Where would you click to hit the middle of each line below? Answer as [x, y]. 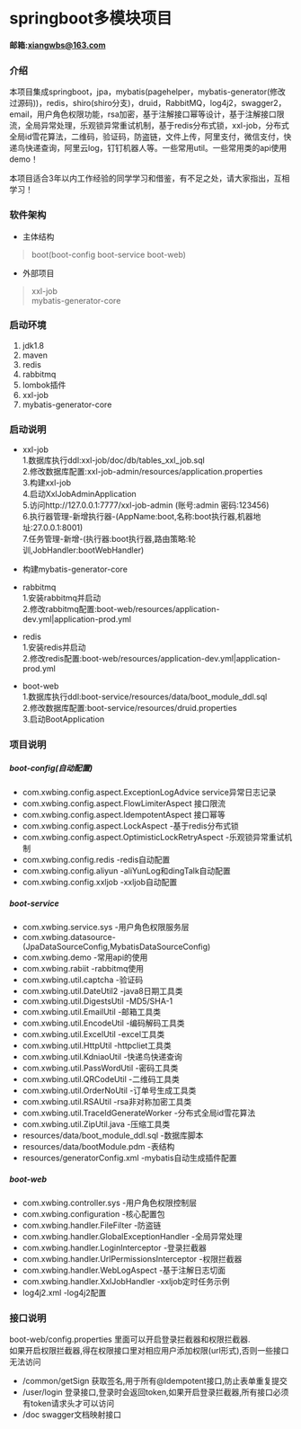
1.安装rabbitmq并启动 [62, 598]
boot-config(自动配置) [51, 768]
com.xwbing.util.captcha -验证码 [83, 980]
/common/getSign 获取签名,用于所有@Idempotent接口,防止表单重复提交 [155, 1381]
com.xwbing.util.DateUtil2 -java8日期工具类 [102, 990]
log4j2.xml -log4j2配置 [64, 1292]
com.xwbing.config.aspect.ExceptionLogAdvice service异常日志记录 [149, 793]
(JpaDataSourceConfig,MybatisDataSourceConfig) [116, 946]
